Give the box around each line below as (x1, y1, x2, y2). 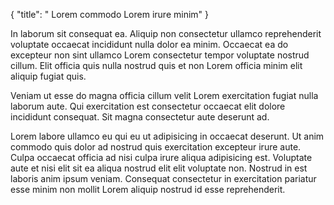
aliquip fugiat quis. (10, 70, 87, 82)
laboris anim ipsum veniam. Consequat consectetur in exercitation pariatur (10, 173, 317, 184)
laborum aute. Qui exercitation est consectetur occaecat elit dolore (10, 100, 286, 112)
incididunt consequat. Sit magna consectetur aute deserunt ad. (10, 111, 270, 123)
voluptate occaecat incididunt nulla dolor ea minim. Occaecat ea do (10, 39, 289, 50)
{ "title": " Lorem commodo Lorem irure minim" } (10, 9, 210, 20)
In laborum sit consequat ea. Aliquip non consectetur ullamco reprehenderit (10, 28, 322, 39)
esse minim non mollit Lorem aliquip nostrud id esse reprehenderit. (10, 184, 286, 195)
